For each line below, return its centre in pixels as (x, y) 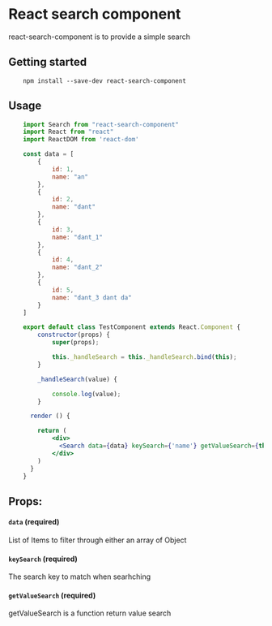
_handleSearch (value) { (77, 379)
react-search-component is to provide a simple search (100, 37)
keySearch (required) (43, 559)
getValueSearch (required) (52, 595)
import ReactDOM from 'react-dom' (81, 140)
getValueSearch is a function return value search (90, 613)
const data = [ (49, 154)
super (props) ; (75, 343)
